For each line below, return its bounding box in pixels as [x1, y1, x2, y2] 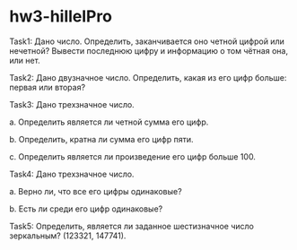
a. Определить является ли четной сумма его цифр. [9, 116, 209, 127]
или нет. [9, 55, 40, 65]
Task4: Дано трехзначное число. [9, 168, 135, 179]
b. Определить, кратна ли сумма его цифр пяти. [9, 134, 194, 144]
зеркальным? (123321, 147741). [9, 230, 127, 241]
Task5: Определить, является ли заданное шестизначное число [9, 220, 254, 231]
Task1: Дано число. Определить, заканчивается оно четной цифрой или [9, 36, 284, 47]
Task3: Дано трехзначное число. [9, 99, 135, 109]
